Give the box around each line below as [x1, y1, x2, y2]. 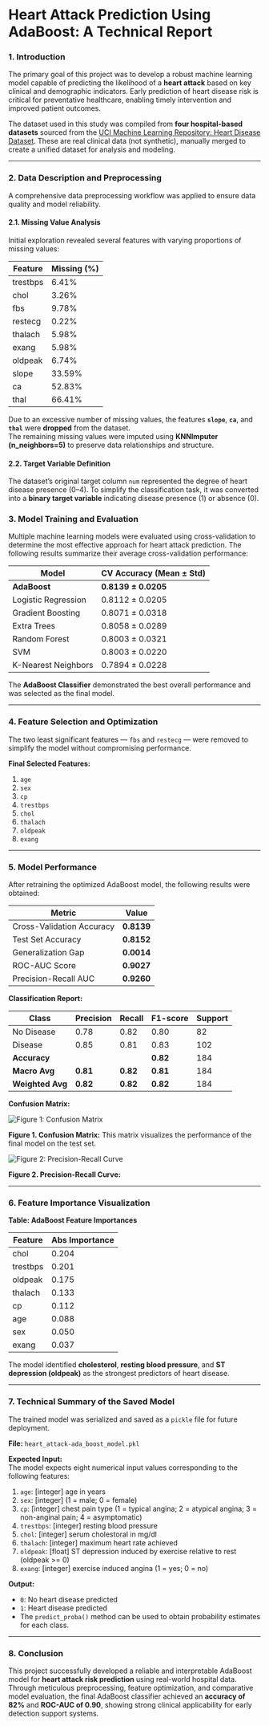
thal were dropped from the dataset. [8, 423, 130, 433]
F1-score [151, 1013, 189, 1024]
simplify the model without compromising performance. [8, 743, 192, 752]
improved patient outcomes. [8, 104, 102, 113]
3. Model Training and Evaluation [8, 514, 139, 525]
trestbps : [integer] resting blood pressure [19, 1520, 159, 1530]
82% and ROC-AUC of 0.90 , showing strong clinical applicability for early [8, 1700, 252, 1709]
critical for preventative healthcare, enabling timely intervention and [8, 95, 232, 105]
